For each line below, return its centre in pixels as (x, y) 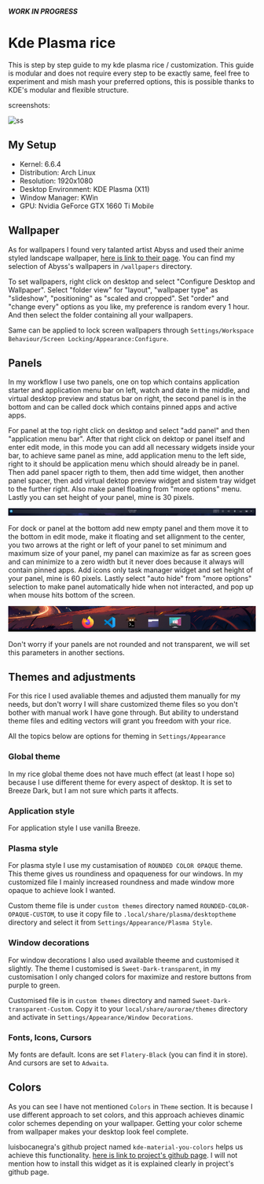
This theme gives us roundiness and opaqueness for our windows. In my (126, 874)
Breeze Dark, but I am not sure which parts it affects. (93, 790)
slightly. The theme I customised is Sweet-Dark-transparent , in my (115, 968)
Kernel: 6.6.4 (40, 164)
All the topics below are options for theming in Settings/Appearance (117, 736)
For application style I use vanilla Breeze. (74, 828)
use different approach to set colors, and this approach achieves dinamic (126, 1115)
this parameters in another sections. (66, 653)
